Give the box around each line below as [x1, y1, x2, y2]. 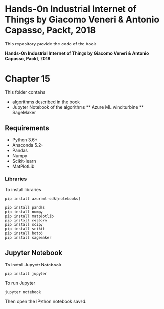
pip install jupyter [5, 271, 48, 276]
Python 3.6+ [12, 137, 38, 143]
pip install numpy [5, 209, 43, 214]
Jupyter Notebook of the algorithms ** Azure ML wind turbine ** [12, 104, 144, 110]
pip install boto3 [5, 231, 43, 236]
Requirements [5, 124, 49, 132]
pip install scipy [5, 222, 43, 227]
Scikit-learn [12, 158, 36, 164]
